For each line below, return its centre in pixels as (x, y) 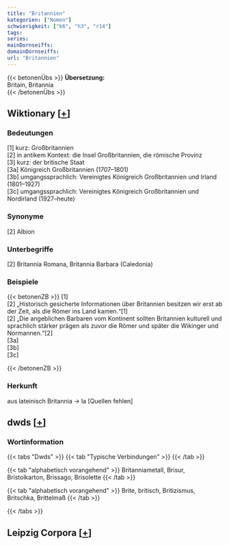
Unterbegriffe (30, 249)
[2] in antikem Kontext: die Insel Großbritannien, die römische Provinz (105, 155)
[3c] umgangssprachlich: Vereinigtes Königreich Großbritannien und (103, 192)
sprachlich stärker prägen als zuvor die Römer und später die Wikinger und (113, 326)
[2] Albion (21, 231)
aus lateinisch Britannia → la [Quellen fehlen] (70, 401)
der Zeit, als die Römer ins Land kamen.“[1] (68, 312)
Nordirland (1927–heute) (41, 199)
